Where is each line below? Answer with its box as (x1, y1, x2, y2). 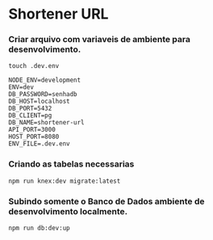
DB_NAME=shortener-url (8, 119, 85, 127)
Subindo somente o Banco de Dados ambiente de (8, 196, 205, 207)
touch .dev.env (8, 62, 60, 70)
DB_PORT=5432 (8, 104, 52, 113)
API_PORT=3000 (8, 126, 56, 134)
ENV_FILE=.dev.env (8, 140, 70, 148)
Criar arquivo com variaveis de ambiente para (8, 34, 191, 45)
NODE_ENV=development (8, 76, 81, 85)
